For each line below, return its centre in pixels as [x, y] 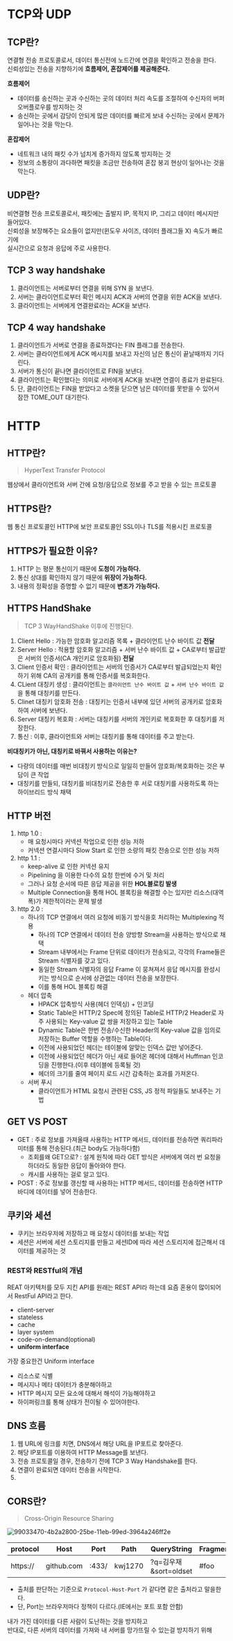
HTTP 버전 [29, 816]
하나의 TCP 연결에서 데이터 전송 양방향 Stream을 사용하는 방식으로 [128, 934]
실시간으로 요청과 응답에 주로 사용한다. [59, 248]
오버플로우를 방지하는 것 [50, 107]
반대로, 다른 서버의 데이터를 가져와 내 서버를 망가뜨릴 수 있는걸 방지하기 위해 [110, 1630]
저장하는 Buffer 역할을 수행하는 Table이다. [95, 1038]
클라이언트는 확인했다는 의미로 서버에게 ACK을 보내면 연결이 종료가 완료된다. [121, 380]
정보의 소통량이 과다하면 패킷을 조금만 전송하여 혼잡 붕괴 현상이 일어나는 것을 [121, 163]
